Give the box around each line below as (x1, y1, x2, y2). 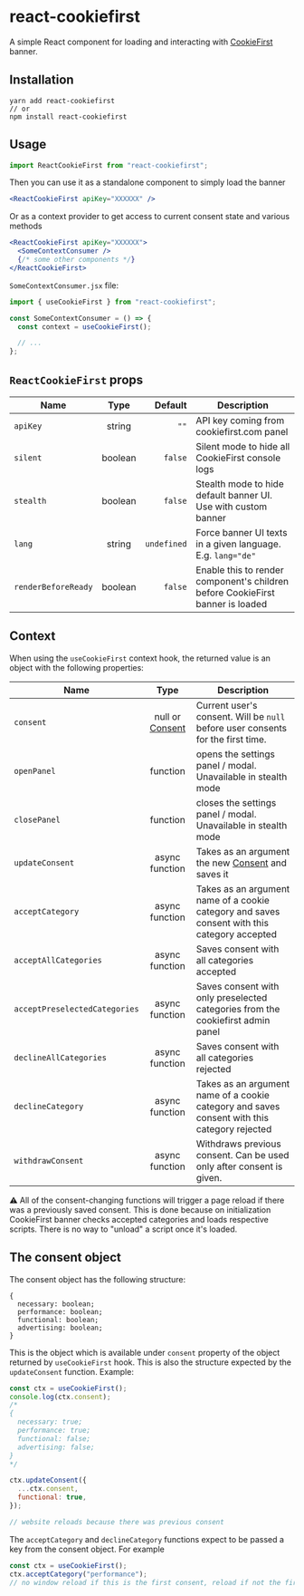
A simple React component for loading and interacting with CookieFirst (9, 36, 273, 47)
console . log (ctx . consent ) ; (9, 1392, 111, 1401)
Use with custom (195, 500, 268, 513)
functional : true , (17, 1493, 88, 1502)
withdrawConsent (14, 1156, 84, 1166)
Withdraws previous (195, 1137, 282, 1150)
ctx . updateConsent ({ (9, 1475, 88, 1485)
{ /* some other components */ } (17, 256, 136, 265)
